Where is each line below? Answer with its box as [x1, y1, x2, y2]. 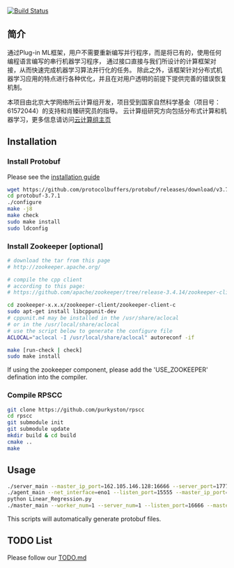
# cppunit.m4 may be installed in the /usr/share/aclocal [7, 315, 179, 322]
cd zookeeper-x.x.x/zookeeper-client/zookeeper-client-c [7, 301, 176, 309]
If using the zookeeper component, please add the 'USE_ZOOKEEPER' [7, 365, 208, 374]
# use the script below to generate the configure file [7, 327, 173, 334]
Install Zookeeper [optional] [7, 241, 103, 251]
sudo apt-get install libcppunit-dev [7, 308, 117, 315]
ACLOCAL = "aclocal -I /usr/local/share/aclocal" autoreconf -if [7, 334, 195, 341]
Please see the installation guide [7, 173, 100, 181]
